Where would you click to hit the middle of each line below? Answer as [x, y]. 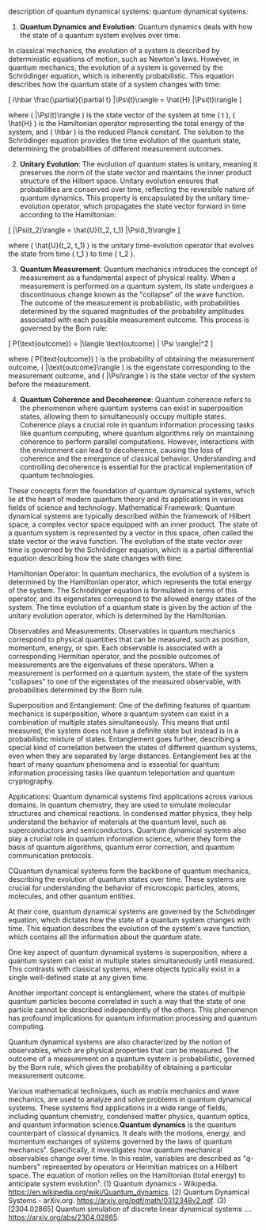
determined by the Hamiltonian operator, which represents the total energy [130, 582]
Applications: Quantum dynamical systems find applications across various [131, 797]
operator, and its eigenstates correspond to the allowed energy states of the [132, 599]
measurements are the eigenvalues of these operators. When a [111, 665]
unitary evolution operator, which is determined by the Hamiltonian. [118, 615]
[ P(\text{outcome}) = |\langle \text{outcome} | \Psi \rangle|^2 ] [111, 343]
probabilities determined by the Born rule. [76, 690]
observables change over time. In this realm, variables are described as [125, 1158]
